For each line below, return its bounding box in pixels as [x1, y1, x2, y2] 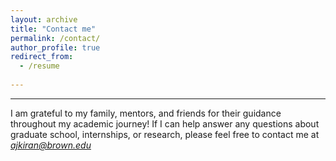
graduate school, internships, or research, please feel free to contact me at [10, 128, 320, 140]
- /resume [19, 61, 60, 71]
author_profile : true [10, 42, 101, 53]
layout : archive [10, 14, 78, 25]
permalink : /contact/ [10, 33, 101, 43]
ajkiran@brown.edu [10, 139, 92, 151]
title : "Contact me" [10, 24, 97, 34]
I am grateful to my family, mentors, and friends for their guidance [10, 107, 282, 119]
